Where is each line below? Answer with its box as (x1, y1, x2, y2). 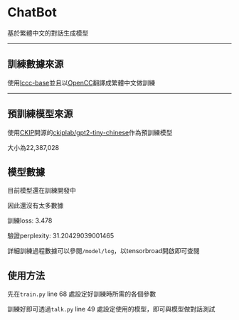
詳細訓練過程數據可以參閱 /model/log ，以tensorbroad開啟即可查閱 (7, 247, 201, 255)
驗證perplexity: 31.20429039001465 (7, 232, 115, 240)
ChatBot (7, 4, 57, 21)
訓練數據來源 (7, 58, 64, 70)
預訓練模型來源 (7, 108, 73, 120)
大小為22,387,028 (7, 143, 59, 151)
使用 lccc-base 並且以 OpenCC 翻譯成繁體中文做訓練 (7, 78, 156, 87)
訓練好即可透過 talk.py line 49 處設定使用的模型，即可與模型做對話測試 (7, 305, 216, 314)
